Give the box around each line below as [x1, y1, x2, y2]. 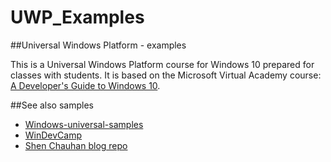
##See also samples [10, 99, 94, 111]
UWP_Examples [10, 6, 145, 29]
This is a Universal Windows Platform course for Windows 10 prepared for [10, 58, 315, 70]
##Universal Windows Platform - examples [10, 39, 187, 51]
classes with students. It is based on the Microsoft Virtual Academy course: [10, 69, 322, 81]
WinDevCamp [24, 129, 83, 141]
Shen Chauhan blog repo [24, 139, 128, 151]
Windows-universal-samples [24, 118, 144, 130]
